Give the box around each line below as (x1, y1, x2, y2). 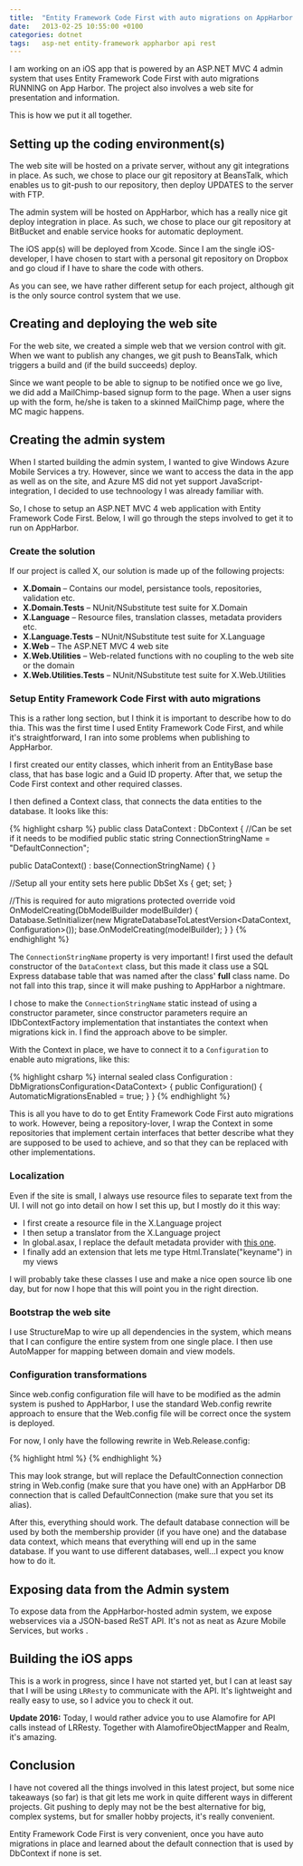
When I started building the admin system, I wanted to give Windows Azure (9, 456, 289, 467)
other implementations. (9, 1147, 96, 1158)
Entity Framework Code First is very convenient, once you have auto (9, 1828, 264, 1839)
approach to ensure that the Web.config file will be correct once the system (9, 1408, 291, 1419)
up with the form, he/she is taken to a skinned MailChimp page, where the (9, 396, 285, 407)
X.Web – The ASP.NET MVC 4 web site (22, 640, 169, 651)
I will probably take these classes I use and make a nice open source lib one (9, 1273, 292, 1284)
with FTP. (9, 190, 45, 200)
